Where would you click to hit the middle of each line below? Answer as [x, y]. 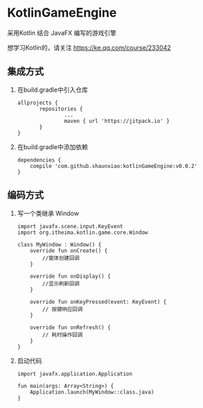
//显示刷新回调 [61, 283]
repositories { [61, 109]
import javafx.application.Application [75, 374]
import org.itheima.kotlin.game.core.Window [82, 232]
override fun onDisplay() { [70, 276]
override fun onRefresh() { [70, 328]
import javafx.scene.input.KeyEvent [70, 226]
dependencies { [39, 160]
